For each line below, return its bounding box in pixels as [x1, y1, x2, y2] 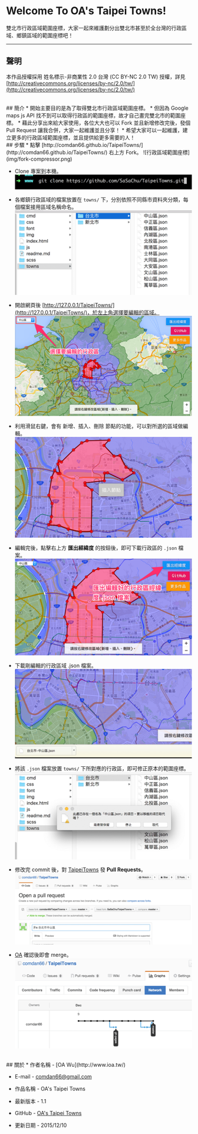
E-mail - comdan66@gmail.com [14, 1073, 93, 1080]
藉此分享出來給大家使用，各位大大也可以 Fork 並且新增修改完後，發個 [21, 119, 191, 126]
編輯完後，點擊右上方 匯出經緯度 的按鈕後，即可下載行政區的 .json [14, 544, 177, 551]
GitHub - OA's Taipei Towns [14, 1109, 82, 1116]
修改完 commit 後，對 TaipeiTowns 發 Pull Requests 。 [14, 866, 146, 873]
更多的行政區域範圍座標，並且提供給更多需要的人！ [11, 134, 136, 141]
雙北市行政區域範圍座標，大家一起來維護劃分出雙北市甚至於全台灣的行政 [6, 24, 181, 31]
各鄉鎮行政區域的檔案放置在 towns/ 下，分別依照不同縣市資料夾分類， [14, 196, 184, 203]
